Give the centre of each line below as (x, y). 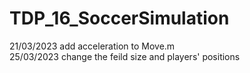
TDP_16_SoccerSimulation (119, 18)
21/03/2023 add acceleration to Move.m (92, 46)
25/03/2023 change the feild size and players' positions (125, 56)
